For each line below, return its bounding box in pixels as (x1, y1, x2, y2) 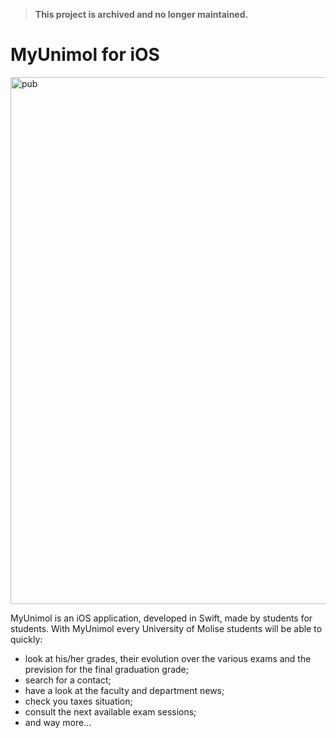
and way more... (24, 716, 92, 728)
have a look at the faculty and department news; (24, 684, 225, 696)
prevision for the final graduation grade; (24, 663, 189, 675)
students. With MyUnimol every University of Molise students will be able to (10, 622, 323, 634)
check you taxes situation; (24, 695, 133, 707)
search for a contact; (24, 674, 112, 686)
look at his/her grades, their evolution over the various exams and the (24, 652, 312, 664)
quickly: (10, 633, 43, 645)
